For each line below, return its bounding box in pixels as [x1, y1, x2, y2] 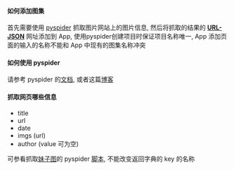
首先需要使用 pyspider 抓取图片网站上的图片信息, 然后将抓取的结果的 [7, 23, 206, 32]
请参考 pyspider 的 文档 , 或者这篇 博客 [7, 75, 114, 84]
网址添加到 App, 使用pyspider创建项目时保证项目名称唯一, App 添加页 [25, 32, 227, 41]
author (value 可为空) [17, 139, 79, 148]
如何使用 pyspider [7, 58, 60, 67]
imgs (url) [17, 131, 46, 140]
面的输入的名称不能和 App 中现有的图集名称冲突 [7, 41, 146, 49]
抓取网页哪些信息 [7, 93, 57, 101]
